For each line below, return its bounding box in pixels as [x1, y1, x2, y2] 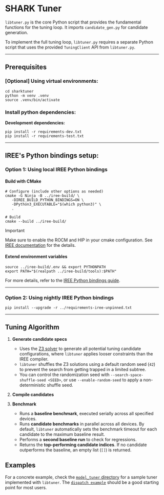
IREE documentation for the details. [5, 242, 76, 248]
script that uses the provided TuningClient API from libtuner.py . [5, 44, 136, 50]
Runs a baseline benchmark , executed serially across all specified [19, 410, 154, 416]
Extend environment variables [5, 254, 67, 259]
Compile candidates [12, 391, 54, 397]
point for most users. [5, 484, 47, 490]
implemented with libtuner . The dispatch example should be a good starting [5, 479, 159, 485]
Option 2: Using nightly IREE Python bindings [5, 294, 114, 301]
